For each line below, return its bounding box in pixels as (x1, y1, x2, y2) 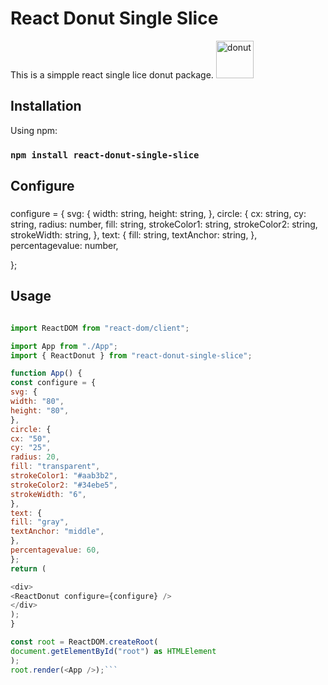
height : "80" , (10, 405, 70, 416)
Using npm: (10, 124, 58, 136)
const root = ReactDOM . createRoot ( (10, 637, 159, 647)
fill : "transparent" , (10, 462, 101, 472)
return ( (10, 563, 47, 574)
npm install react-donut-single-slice (10, 149, 200, 161)
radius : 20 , (10, 452, 60, 462)
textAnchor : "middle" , (10, 527, 105, 537)
